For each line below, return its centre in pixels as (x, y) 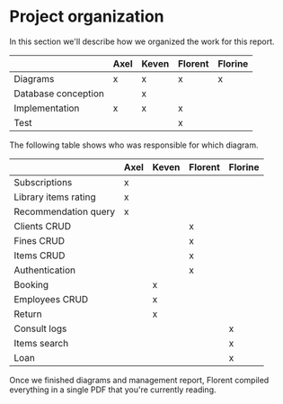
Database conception (59, 94)
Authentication (45, 270)
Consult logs (40, 328)
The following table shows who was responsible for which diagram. (134, 145)
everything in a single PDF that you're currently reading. (113, 390)
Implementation (47, 108)
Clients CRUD (43, 226)
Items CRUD (40, 256)
